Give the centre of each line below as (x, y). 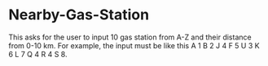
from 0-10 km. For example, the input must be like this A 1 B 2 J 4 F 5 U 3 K (134, 45)
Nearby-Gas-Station (79, 15)
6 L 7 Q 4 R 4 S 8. (38, 54)
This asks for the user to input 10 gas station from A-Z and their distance (130, 37)
